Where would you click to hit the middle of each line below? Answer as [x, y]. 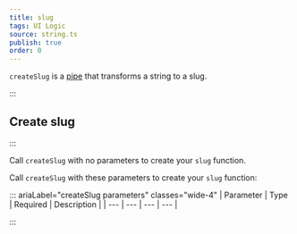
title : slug [31, 17]
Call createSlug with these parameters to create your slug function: [133, 177]
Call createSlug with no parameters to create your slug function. [127, 160]
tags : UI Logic [38, 26]
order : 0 [25, 51]
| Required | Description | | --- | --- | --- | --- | [93, 204]
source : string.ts [43, 34]
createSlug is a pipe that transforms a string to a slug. [108, 76]
